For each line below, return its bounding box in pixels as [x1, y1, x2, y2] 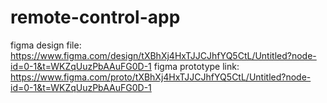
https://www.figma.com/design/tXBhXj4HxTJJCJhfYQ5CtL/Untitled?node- [10, 49, 317, 61]
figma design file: [10, 39, 82, 51]
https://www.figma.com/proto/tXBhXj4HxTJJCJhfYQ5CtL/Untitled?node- [10, 71, 312, 83]
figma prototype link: [153, 60, 240, 72]
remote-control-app [10, 6, 181, 29]
